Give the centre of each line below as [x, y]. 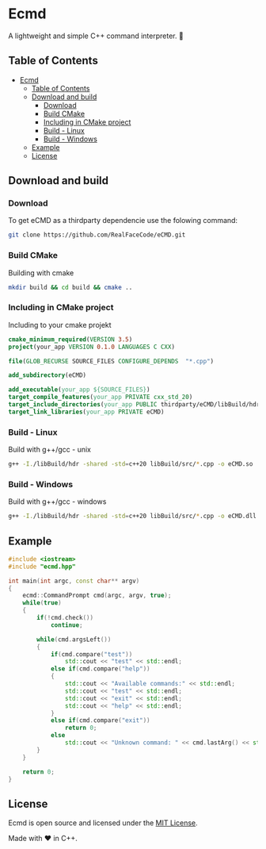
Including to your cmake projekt [60, 325]
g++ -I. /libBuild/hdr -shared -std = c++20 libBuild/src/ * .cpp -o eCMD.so [131, 464]
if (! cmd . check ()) [65, 618]
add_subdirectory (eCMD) [47, 375]
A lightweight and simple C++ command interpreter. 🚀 [96, 36]
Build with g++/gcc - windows [57, 501]
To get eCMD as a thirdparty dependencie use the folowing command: [123, 221]
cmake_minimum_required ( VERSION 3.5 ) [70, 339]
